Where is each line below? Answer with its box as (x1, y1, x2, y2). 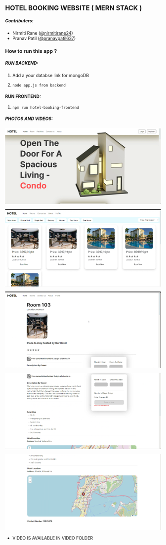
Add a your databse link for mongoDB (12, 73, 89, 79)
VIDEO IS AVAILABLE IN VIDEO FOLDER (12, 535, 93, 541)
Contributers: (5, 17, 34, 24)
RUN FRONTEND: (5, 93, 41, 99)
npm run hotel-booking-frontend (12, 105, 79, 110)
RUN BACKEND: (5, 60, 39, 66)
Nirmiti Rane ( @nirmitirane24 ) (12, 30, 73, 36)
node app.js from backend (12, 83, 66, 88)
